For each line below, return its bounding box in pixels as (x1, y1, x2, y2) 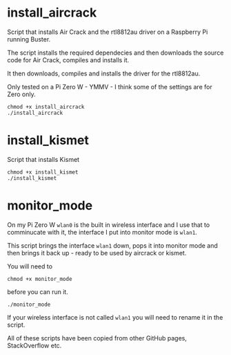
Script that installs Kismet (7, 155, 80, 163)
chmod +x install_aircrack (7, 103, 85, 110)
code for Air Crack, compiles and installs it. (7, 55, 130, 64)
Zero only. (7, 90, 36, 98)
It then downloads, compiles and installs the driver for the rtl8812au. (7, 69, 201, 78)
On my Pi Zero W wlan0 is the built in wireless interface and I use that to (7, 220, 210, 229)
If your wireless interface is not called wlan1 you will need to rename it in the (7, 313, 223, 321)
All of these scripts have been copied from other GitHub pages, (7, 334, 188, 342)
